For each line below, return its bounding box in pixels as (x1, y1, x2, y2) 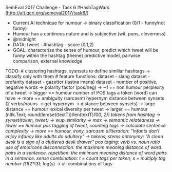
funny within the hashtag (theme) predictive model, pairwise (12, 52, 140, 59)
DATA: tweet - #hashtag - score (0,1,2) (12, 42, 94, 48)
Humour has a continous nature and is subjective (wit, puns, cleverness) (12, 31, 166, 36)
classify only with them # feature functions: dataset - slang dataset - (5, 73, 150, 79)
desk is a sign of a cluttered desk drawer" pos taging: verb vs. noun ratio (5, 139, 161, 145)
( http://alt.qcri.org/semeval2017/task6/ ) (5, 10, 89, 16)
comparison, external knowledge (12, 58, 83, 64)
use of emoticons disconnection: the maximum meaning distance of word (5, 144, 162, 150)
